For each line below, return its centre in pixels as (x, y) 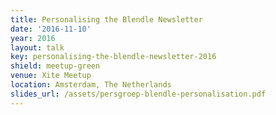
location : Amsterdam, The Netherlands (91, 85)
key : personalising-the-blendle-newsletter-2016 (113, 57)
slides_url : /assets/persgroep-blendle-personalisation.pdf (138, 94)
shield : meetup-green (55, 66)
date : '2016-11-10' (51, 29)
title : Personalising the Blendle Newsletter (106, 19)
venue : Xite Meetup (51, 76)
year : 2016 (33, 38)
